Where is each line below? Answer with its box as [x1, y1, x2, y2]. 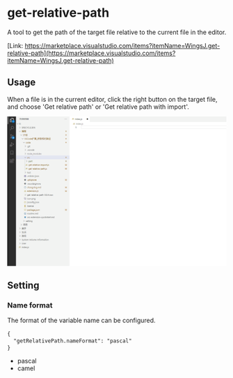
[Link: [7, 41, 24, 50]
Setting [7, 280, 40, 292]
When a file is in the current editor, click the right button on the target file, [7, 95, 218, 103]
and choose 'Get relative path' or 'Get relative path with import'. [7, 103, 190, 111]
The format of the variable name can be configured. [7, 316, 156, 325]
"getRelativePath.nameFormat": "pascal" [13, 338, 132, 345]
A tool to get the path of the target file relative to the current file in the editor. [7, 28, 227, 36]
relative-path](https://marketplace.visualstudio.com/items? [7, 49, 176, 57]
